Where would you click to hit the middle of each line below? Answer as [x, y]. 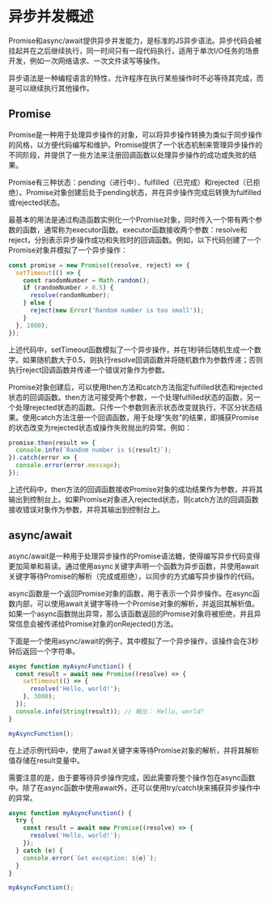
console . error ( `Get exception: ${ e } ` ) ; [90, 858]
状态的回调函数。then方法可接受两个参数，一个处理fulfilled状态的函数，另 [131, 397]
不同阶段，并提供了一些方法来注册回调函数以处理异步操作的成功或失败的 [129, 155]
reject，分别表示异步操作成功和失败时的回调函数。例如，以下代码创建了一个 [135, 240]
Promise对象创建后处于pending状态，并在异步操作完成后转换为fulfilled [143, 192]
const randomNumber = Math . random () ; [87, 280]
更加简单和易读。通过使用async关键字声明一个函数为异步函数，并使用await [134, 566]
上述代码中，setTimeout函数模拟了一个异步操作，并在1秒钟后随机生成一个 [132, 350]
